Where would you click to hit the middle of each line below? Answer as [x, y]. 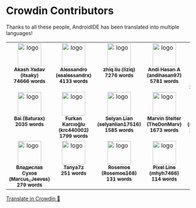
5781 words [164, 81]
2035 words [29, 124]
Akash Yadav [29, 69]
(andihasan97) [164, 75]
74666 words [29, 81]
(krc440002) [73, 130]
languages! [20, 33]
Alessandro [74, 69]
